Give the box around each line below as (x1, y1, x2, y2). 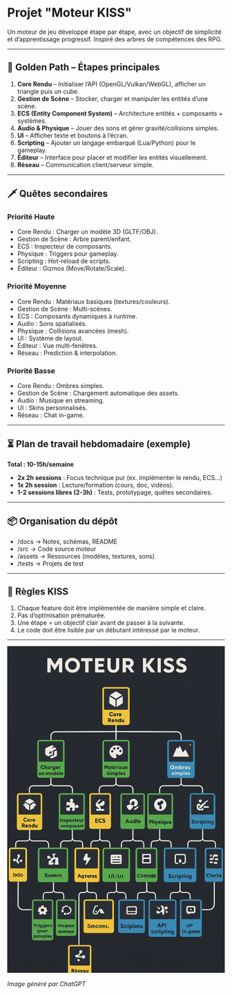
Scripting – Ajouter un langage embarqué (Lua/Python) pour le (17, 138, 196, 146)
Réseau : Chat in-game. (17, 411, 85, 419)
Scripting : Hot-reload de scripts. (17, 257, 111, 265)
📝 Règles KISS (7, 586, 69, 598)
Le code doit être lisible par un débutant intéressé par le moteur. (17, 626, 200, 635)
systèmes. (17, 116, 47, 125)
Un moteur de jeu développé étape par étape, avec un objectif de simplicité (7, 28, 222, 36)
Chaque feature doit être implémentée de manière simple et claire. (17, 604, 206, 612)
